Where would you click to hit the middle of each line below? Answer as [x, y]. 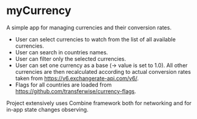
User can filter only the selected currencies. [71, 59]
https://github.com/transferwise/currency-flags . [76, 91]
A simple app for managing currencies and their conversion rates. [89, 27]
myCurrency [39, 11]
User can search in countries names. [61, 52]
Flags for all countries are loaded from [63, 85]
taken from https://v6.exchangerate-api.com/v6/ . [77, 78]
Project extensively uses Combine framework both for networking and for [99, 103]
